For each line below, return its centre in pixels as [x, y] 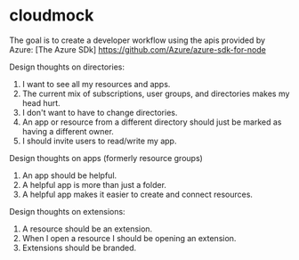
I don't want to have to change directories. [100, 112]
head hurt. [41, 102]
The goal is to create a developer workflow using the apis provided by [137, 40]
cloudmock [52, 16]
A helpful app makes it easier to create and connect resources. [137, 194]
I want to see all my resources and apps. [96, 84]
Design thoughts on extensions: [68, 211]
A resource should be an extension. [87, 229]
